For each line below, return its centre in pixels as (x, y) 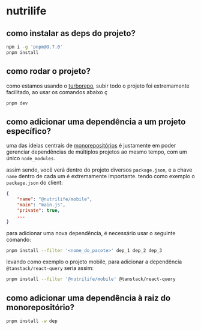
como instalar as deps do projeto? (71, 33)
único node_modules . (31, 158)
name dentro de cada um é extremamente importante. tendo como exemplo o (100, 176)
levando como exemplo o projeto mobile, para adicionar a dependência (94, 262)
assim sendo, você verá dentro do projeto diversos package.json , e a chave (99, 170)
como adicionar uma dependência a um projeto (96, 121)
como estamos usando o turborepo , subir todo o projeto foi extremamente (98, 86)
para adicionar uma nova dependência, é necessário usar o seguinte (91, 233)
